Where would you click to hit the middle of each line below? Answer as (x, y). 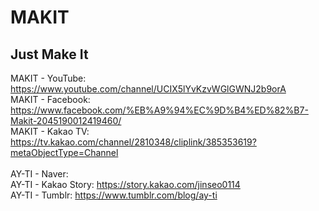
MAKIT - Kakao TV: (50, 131)
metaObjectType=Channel (64, 152)
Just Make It (49, 54)
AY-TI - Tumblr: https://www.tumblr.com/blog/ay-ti (114, 195)
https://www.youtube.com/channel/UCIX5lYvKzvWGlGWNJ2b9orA (148, 89)
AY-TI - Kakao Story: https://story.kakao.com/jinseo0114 (125, 184)
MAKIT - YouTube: (48, 78)
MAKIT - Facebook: (50, 99)
